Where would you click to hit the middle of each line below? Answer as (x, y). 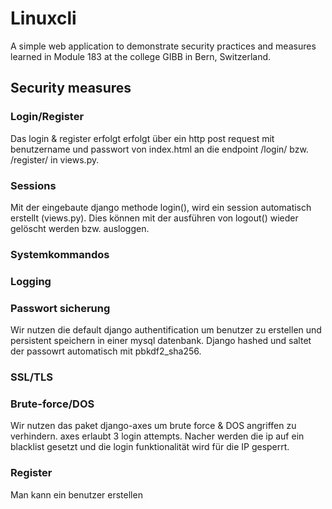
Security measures (71, 88)
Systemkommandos (60, 254)
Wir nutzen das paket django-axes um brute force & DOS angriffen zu (153, 426)
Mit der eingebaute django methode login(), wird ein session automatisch (161, 207)
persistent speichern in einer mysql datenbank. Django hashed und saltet (161, 341)
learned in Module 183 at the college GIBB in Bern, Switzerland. (141, 56)
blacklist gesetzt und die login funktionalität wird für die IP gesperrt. (150, 447)
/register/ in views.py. (55, 159)
